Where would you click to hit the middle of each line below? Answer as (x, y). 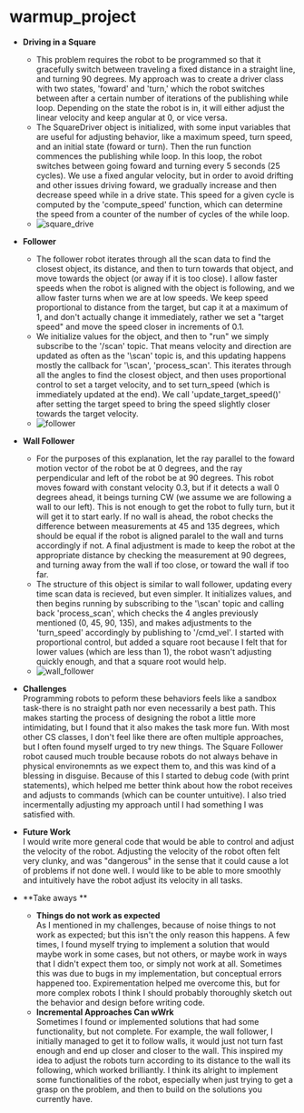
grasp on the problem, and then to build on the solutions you (149, 1089)
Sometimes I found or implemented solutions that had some (147, 1021)
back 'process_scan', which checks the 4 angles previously (147, 613)
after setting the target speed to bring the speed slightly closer (153, 404)
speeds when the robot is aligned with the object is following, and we (165, 287)
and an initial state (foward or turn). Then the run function (143, 146)
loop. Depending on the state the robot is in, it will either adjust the (160, 107)
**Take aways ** (55, 897)
